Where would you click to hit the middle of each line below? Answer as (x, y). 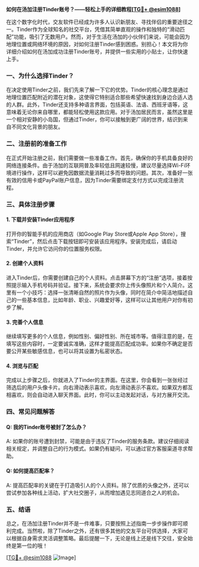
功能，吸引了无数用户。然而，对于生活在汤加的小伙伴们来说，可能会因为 (102, 37)
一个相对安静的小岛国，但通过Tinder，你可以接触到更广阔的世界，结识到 (94, 120)
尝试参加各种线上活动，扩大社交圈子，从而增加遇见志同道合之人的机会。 (94, 492)
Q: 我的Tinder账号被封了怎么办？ (46, 427)
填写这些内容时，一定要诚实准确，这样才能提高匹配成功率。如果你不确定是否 (99, 344)
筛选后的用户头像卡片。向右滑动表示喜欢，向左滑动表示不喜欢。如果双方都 (97, 387)
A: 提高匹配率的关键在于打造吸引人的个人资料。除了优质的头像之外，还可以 (98, 485)
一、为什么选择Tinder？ (40, 75)
